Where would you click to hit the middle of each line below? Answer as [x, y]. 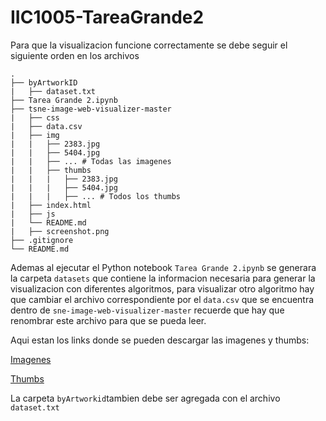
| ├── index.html [51, 205]
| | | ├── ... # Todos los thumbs [96, 196]
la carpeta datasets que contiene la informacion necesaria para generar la [163, 278]
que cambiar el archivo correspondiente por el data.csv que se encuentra [162, 299]
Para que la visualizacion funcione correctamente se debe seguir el [149, 45]
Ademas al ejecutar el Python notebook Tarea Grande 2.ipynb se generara [163, 267]
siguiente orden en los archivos [75, 55]
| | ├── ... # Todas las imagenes [91, 161]
